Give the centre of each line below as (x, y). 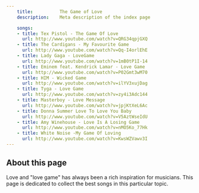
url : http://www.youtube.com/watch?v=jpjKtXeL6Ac (85, 105)
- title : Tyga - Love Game (50, 89)
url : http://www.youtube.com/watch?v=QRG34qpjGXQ (85, 39)
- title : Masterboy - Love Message (61, 100)
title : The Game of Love (60, 12)
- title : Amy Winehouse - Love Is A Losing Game (78, 122)
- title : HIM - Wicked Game (52, 78)
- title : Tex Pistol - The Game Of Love (68, 33)
